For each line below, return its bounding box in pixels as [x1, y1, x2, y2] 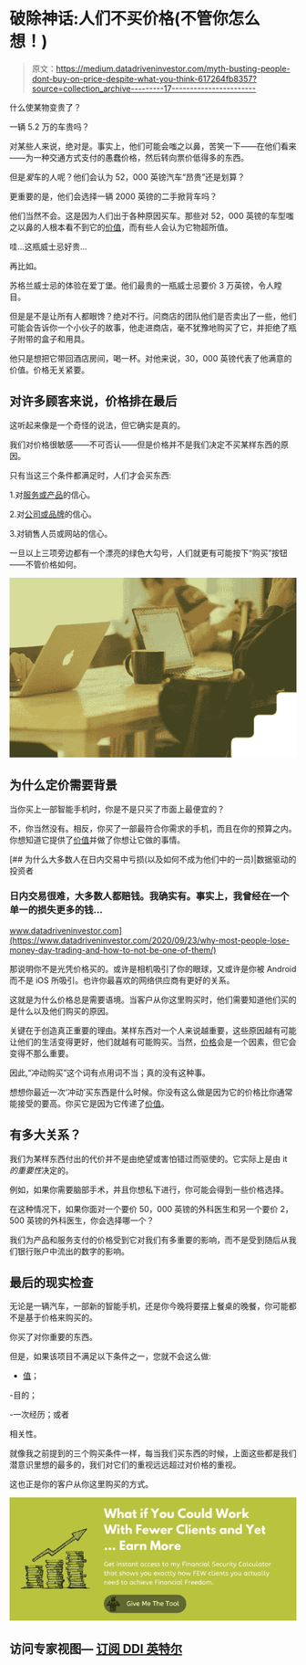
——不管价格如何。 [9, 559, 82, 570]
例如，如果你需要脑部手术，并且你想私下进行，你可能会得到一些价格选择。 [9, 1184, 289, 1195]
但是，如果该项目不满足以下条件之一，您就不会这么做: [9, 1351, 212, 1362]
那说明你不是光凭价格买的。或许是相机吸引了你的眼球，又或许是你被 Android [9, 963, 297, 974]
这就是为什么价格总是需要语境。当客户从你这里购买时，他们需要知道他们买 [9, 994, 289, 1005]
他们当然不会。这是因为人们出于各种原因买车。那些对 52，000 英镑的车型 [9, 210, 287, 221]
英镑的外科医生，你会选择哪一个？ [25, 1215, 155, 1226]
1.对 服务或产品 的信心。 [9, 489, 96, 500]
